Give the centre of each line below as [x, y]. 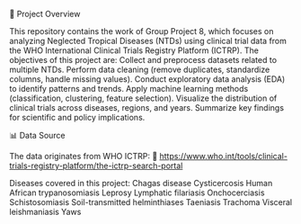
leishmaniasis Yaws [45, 212]
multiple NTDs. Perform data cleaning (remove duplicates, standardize [140, 69]
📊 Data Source [37, 135]
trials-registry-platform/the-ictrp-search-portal [96, 166]
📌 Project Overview [45, 14]
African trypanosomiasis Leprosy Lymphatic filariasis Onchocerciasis [137, 193]
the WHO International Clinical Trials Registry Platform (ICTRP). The [134, 50]
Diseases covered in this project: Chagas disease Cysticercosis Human [141, 183]
